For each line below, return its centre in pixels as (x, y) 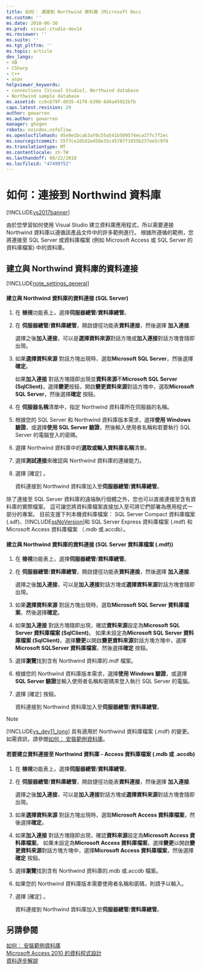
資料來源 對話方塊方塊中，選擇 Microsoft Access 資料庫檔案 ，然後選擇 (107, 850)
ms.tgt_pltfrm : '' (29, 46)
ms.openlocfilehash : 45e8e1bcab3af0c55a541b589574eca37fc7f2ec (87, 136)
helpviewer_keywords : (33, 85)
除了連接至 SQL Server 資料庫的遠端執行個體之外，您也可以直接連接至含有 (99, 499)
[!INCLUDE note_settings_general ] (48, 283)
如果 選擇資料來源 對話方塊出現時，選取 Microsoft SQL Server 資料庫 (99, 605)
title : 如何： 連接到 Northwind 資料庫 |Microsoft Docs (74, 12)
